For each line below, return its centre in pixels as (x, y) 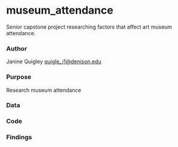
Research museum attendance (44, 90)
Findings (19, 137)
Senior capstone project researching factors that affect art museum (89, 27)
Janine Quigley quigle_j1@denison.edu (54, 62)
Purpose (19, 77)
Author (17, 48)
